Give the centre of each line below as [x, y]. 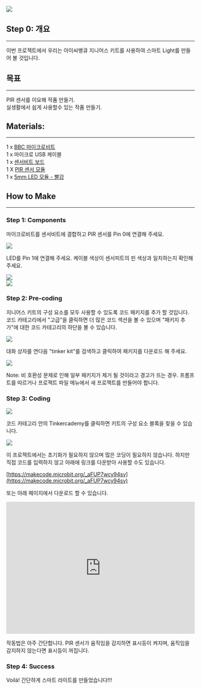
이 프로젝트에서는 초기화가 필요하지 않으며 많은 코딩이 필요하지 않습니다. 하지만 [98, 455]
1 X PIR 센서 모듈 [26, 169]
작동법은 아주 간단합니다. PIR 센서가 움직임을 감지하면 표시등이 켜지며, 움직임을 [98, 643]
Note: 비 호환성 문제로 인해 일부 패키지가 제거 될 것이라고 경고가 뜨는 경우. [92, 375]
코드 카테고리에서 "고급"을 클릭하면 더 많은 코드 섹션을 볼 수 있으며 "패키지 [93, 320]
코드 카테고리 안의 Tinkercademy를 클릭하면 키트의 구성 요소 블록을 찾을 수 [94, 424]
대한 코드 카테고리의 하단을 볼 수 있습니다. [68, 327]
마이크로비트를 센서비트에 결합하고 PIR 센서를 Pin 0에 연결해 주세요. [85, 234]
